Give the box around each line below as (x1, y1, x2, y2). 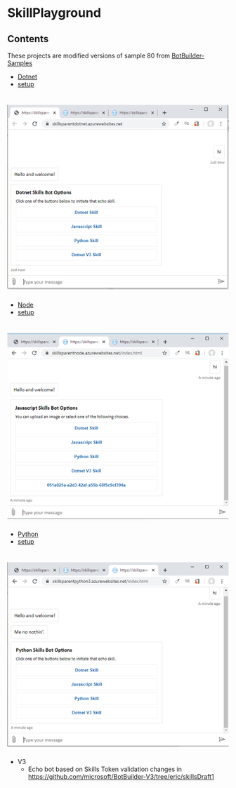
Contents (7, 33, 49, 45)
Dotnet (17, 72, 37, 81)
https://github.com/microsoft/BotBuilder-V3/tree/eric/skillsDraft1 (27, 772, 214, 780)
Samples (7, 59, 33, 67)
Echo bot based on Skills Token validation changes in (27, 765, 183, 773)
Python (17, 530, 39, 538)
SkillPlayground (7, 5, 102, 21)
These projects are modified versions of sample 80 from (7, 51, 171, 60)
